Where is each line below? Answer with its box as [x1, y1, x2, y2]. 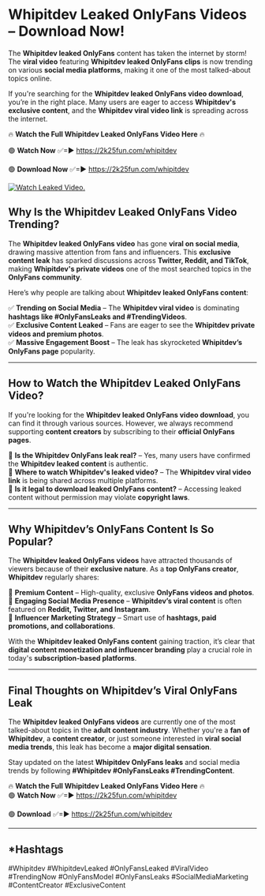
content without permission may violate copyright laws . [8, 492, 190, 502]
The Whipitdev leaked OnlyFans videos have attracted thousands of [8, 556, 233, 565]
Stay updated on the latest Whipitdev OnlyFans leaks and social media [8, 758, 241, 767]
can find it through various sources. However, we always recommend [8, 418, 233, 428]
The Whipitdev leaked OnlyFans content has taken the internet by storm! [8, 48, 247, 58]
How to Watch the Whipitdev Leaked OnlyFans [8, 377, 241, 390]
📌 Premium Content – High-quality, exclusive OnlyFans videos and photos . [8, 588, 255, 598]
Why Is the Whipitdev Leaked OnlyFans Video [8, 205, 237, 219]
